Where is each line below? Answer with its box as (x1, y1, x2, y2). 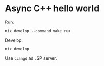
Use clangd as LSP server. (5, 55, 57, 61)
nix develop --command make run (5, 28, 70, 33)
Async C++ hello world (5, 3, 100, 14)
